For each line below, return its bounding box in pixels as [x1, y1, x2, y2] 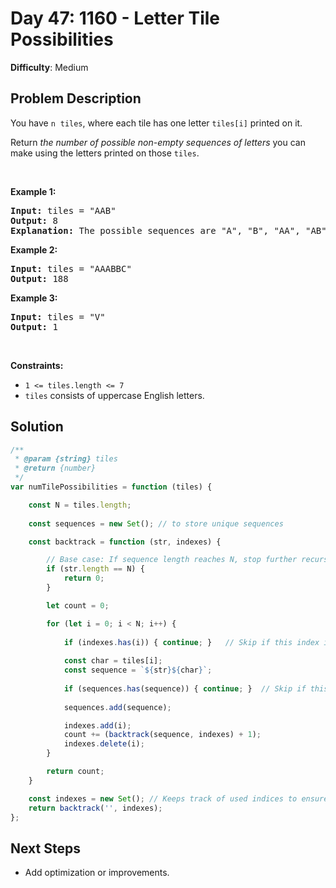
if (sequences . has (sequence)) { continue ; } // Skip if [63, 683, 307, 694]
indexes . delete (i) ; [63, 739, 145, 749]
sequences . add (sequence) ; [63, 702, 172, 712]
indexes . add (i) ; [63, 720, 132, 731]
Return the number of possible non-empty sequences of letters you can [10, 136, 306, 148]
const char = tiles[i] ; [63, 656, 163, 666]
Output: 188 [10, 273, 69, 284]
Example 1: [10, 185, 57, 197]
